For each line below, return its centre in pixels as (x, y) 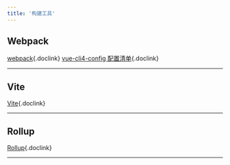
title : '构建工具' (31, 13)
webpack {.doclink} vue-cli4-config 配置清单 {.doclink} (83, 58)
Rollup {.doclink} (30, 148)
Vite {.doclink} (26, 103)
